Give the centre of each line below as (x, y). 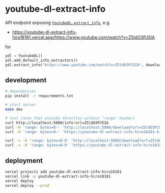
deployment (24, 160)
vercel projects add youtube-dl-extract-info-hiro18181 (63, 172)
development (26, 80)
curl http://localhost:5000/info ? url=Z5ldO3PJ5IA (57, 123)
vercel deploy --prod (27, 185)
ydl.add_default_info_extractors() (41, 60)
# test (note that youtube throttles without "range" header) (70, 118)
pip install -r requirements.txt (39, 96)
